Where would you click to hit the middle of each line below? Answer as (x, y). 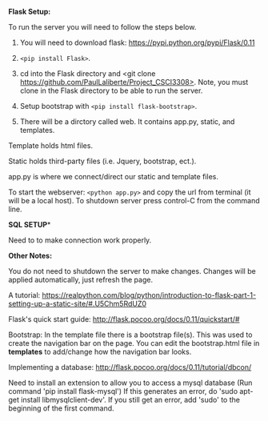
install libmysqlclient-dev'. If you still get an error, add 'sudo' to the (130, 400)
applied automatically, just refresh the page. (81, 280)
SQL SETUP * (30, 225)
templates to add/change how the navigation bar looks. (100, 352)
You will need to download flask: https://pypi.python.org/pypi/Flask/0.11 (137, 42)
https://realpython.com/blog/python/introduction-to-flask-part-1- (149, 295)
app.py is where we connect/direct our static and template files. (113, 176)
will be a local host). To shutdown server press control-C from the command (134, 200)
